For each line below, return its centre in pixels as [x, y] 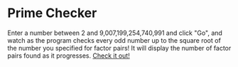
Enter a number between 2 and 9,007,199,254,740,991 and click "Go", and [115, 33]
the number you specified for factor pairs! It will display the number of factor [119, 48]
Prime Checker [52, 13]
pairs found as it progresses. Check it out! [69, 56]
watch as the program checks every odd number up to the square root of [114, 40]
